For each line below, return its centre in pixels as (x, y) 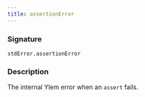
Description (28, 71)
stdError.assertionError (44, 53)
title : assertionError (41, 14)
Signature (25, 39)
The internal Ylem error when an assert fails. (73, 87)
